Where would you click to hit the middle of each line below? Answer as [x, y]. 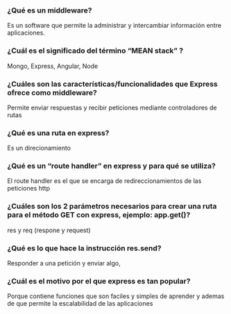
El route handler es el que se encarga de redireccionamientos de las [104, 181]
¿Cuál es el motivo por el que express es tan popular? [99, 281]
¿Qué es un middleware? [50, 10]
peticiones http [29, 189]
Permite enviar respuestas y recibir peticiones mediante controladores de [112, 107]
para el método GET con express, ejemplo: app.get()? [99, 215]
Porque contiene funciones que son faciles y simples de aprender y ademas [116, 296]
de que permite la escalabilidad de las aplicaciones [80, 304]
